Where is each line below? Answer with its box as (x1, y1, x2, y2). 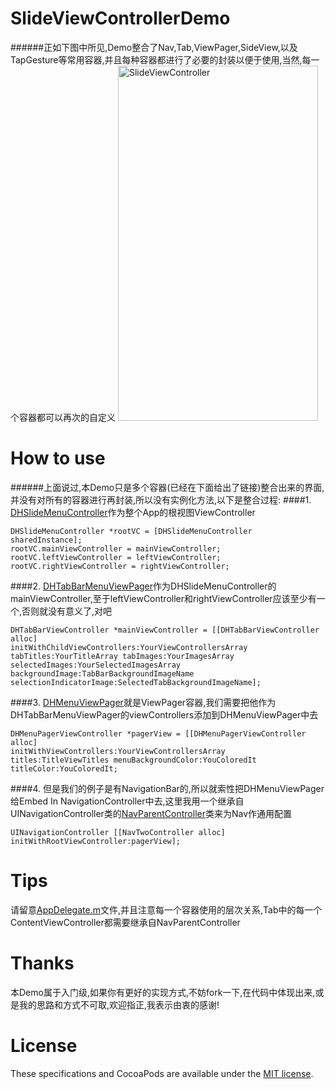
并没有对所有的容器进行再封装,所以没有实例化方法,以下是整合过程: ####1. (10, 493, 312, 506)
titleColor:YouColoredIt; (10, 763, 118, 774)
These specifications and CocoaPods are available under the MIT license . (10, 1067, 314, 1079)
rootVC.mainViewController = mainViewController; (10, 543, 222, 554)
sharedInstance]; (10, 535, 83, 545)
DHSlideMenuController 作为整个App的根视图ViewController (10, 506, 256, 518)
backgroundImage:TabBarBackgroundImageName (10, 668, 195, 679)
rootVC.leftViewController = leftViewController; (10, 552, 222, 562)
